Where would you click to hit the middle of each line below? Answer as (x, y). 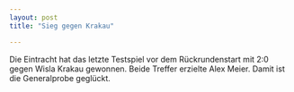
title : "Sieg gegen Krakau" (62, 26)
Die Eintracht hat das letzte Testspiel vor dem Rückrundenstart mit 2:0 (139, 59)
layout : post (34, 17)
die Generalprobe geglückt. (60, 78)
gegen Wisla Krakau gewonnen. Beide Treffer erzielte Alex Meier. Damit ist (147, 69)
